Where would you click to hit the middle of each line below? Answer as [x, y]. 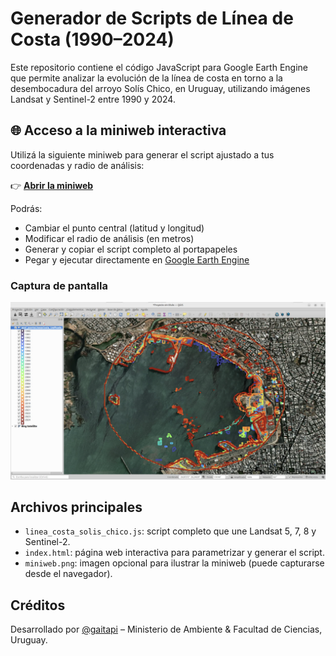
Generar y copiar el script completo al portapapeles [131, 249]
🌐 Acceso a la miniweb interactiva [118, 130]
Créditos [38, 605]
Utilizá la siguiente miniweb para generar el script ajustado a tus [142, 154]
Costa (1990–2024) [92, 39]
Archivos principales [76, 507]
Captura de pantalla [59, 285]
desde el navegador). [68, 574]
